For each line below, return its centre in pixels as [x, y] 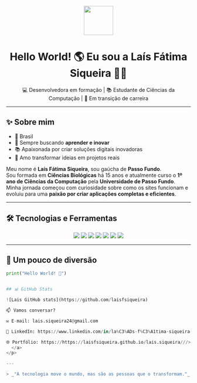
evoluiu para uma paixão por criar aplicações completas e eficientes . [91, 194]
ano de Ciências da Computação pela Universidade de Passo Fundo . [91, 181]
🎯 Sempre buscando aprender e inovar [62, 142]
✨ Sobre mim [30, 122]
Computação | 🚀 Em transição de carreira [98, 98]
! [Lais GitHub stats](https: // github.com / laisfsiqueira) [77, 300]
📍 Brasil [24, 136]
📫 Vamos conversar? [31, 310]
